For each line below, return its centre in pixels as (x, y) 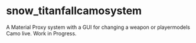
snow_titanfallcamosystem (74, 11)
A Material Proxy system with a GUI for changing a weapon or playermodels (98, 27)
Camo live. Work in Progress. (41, 33)
